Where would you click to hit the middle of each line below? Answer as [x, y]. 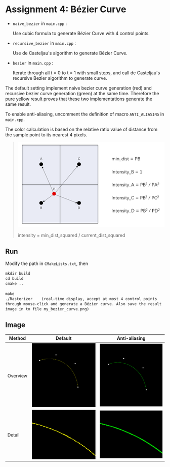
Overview [17, 375]
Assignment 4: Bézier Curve [66, 9]
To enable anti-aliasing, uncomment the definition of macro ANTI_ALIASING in [85, 114]
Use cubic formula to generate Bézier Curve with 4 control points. [81, 33]
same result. [18, 104]
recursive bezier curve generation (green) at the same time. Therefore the [82, 93]
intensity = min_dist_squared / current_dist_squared [71, 236]
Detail [13, 435]
